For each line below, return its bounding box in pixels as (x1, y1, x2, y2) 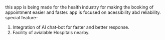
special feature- (5, 15, 39, 20)
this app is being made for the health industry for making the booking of (5, 4, 154, 10)
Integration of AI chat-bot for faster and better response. (12, 24, 129, 30)
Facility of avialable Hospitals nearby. (12, 30, 90, 35)
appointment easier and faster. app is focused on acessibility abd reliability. (5, 9, 161, 15)
